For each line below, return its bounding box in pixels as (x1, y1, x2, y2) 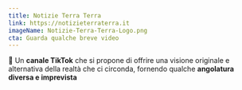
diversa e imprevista (8, 72, 77, 82)
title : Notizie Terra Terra (8, 11, 102, 20)
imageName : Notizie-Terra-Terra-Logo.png (8, 26, 148, 34)
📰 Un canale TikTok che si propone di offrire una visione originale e (8, 56, 230, 65)
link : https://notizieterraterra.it (8, 19, 130, 27)
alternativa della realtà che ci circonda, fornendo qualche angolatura (8, 65, 235, 74)
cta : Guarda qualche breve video (8, 33, 119, 42)
